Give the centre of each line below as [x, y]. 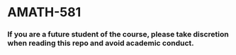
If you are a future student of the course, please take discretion [118, 35]
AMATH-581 [44, 12]
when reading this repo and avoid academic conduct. [101, 43]
